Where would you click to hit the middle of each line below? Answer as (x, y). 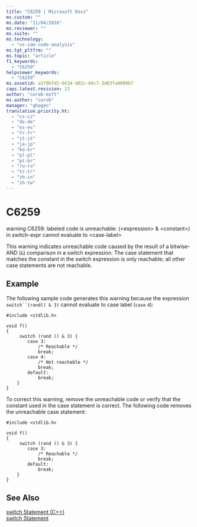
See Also (23, 498)
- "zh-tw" (23, 183)
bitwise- (180, 246)
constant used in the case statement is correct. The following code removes (99, 405)
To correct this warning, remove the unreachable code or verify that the (93, 399)
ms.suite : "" (22, 34)
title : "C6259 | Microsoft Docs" (47, 12)
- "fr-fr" (23, 133)
